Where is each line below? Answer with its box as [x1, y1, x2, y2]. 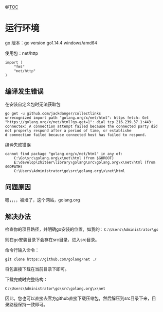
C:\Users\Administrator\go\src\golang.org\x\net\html [14, 168, 125, 173]
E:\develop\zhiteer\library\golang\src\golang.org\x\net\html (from [14, 160, 156, 165]
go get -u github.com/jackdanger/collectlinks [5, 111, 101, 116]
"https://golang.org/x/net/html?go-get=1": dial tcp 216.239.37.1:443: [5, 119, 153, 124]
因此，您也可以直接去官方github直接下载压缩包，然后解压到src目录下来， [5, 295, 152, 301]
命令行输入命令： [5, 247, 39, 253]
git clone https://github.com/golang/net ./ [5, 257, 97, 262]
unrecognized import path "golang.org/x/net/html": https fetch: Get [5, 115, 149, 120]
